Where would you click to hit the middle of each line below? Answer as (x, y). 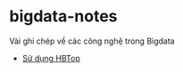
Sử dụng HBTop (51, 58)
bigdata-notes (63, 16)
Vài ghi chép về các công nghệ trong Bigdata (92, 41)
